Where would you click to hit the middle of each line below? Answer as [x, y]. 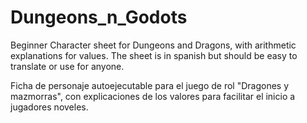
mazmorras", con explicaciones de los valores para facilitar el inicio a [153, 96]
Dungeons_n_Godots [99, 17]
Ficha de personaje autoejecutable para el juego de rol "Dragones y [150, 85]
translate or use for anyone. [67, 66]
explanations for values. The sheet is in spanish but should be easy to [154, 55]
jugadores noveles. [49, 107]
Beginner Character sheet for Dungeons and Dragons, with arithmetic [153, 45]
